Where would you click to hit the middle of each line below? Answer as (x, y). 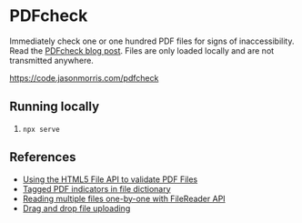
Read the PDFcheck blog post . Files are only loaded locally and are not (142, 50)
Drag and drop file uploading (76, 208)
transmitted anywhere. (51, 60)
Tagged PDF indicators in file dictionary (96, 188)
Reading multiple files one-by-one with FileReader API (124, 198)
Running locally (55, 107)
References (43, 157)
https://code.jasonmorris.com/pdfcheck (84, 77)
